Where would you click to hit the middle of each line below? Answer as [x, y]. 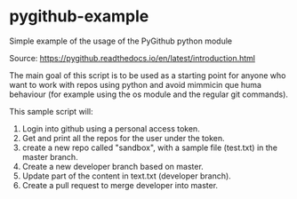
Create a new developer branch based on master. [113, 166]
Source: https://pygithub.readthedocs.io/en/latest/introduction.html [132, 58]
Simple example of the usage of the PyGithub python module [121, 41]
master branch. [50, 156]
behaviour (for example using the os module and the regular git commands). [149, 94]
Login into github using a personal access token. [111, 128]
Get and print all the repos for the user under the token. [123, 138]
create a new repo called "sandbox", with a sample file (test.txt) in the [150, 147]
